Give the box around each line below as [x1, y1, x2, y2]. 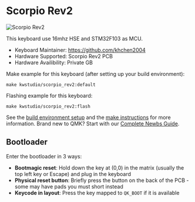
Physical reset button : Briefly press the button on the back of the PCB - [14, 177, 189, 184]
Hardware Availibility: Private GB [14, 59, 93, 66]
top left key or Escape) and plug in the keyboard [14, 170, 131, 177]
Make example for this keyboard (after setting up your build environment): [6, 70, 185, 77]
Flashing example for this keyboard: [6, 92, 93, 99]
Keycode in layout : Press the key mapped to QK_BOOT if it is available [14, 189, 180, 196]
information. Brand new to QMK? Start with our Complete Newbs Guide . [6, 120, 180, 127]
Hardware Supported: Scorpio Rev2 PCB [14, 52, 113, 59]
